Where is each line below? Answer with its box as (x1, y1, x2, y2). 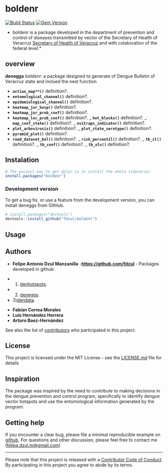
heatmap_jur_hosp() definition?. (12, 104, 77, 110)
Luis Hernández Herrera (12, 312, 63, 318)
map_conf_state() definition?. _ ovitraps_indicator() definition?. (12, 120, 146, 126)
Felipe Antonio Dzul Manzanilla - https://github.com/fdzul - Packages (12, 261, 159, 267)
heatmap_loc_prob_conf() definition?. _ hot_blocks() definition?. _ (12, 115, 147, 121)
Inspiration (5, 374, 40, 383)
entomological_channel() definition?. (12, 93, 88, 99)
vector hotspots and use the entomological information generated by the (5, 398, 154, 404)
